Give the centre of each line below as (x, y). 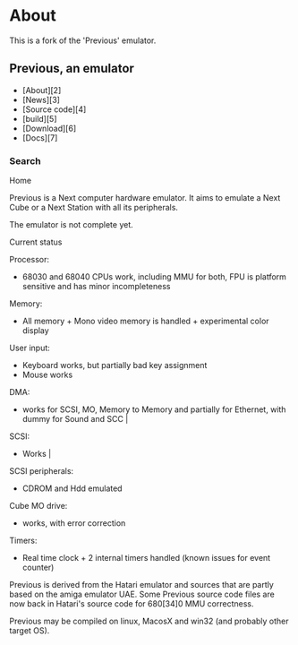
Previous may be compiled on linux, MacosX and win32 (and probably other (149, 621)
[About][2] (42, 90)
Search (26, 160)
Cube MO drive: (38, 506)
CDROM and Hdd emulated (72, 488)
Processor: (30, 260)
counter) (38, 568)
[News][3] (41, 99)
